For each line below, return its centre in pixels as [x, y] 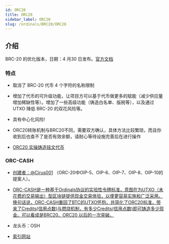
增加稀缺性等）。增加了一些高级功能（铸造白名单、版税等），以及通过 [83, 102]
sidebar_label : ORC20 [28, 19]
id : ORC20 [16, 10]
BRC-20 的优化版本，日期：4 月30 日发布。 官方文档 [59, 59]
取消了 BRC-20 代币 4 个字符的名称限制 [53, 85]
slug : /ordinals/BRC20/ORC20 [36, 24]
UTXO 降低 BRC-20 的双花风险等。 [49, 109]
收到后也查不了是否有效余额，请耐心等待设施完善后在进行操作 [77, 137]
